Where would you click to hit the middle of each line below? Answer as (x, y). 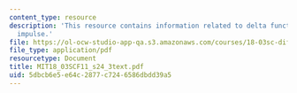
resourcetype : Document (53, 58)
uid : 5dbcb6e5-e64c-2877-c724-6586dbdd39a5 (91, 75)
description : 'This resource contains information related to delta (138, 26)
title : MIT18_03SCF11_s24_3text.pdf (76, 67)
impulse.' (35, 34)
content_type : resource (53, 17)
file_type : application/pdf (61, 50)
